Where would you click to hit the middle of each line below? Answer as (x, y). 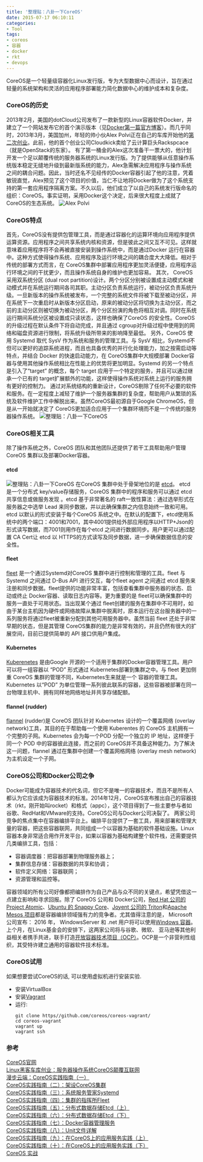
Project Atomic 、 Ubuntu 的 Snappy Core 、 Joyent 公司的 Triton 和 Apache (97, 907)
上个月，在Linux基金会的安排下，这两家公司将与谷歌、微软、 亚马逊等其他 (98, 929)
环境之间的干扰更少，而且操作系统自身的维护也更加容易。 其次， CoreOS (102, 273)
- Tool (14, 29)
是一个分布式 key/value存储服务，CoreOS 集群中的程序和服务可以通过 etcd (99, 491)
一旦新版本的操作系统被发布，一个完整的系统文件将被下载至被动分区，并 (107, 295)
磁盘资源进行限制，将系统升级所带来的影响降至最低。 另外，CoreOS (101, 333)
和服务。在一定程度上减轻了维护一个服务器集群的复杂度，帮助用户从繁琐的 (99, 394)
